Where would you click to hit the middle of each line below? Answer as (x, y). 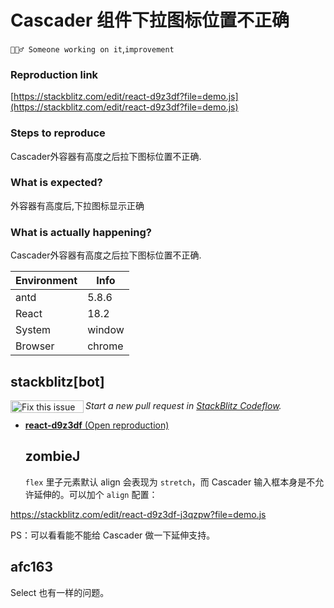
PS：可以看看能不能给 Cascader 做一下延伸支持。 (113, 535)
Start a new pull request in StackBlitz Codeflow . (183, 405)
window (106, 330)
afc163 (31, 567)
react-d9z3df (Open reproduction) (97, 425)
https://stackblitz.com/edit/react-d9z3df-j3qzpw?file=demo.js (138, 514)
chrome (105, 346)
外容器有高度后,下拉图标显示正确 (77, 205)
